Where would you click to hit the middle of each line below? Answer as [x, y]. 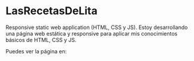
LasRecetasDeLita [51, 11]
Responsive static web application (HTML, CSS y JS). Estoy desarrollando [97, 27]
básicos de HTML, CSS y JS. [41, 40]
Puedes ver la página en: [36, 51]
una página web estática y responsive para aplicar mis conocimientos [92, 33]
